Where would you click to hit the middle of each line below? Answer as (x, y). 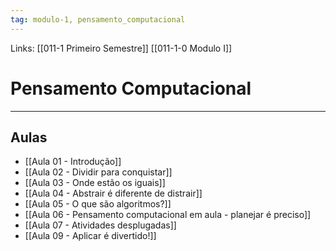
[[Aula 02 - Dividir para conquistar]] (98, 172)
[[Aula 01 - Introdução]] (73, 162)
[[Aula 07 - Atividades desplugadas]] (100, 225)
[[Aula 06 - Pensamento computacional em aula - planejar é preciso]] (168, 215)
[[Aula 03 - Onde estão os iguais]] (95, 183)
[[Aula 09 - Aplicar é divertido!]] (90, 236)
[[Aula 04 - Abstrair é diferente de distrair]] (113, 193)
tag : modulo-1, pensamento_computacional (98, 19)
